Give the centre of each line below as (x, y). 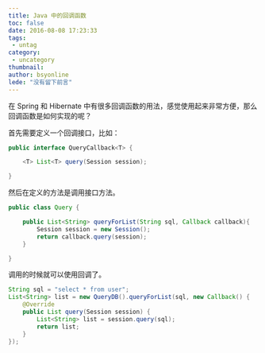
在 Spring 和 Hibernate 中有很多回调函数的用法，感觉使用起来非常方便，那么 (133, 106)
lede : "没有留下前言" (40, 82)
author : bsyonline (38, 75)
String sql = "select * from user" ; (69, 290)
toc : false (26, 23)
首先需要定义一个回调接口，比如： (64, 133)
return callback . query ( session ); (92, 237)
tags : (17, 38)
